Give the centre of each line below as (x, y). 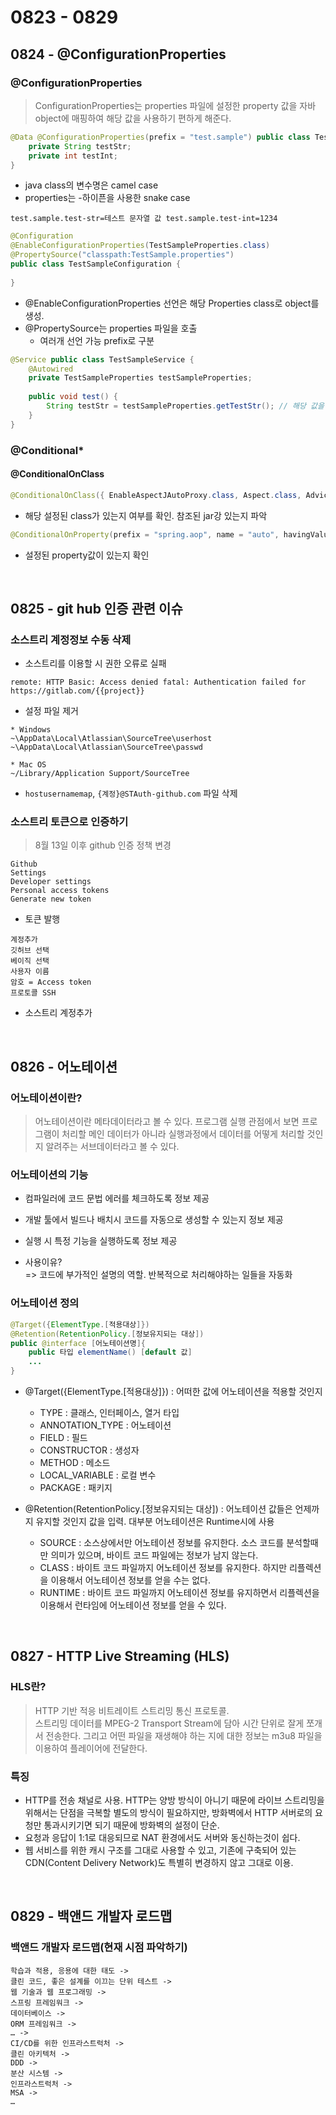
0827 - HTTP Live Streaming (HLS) (120, 1656)
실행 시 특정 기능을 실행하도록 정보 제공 (101, 1241)
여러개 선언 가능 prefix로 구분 (97, 340)
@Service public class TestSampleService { (102, 359)
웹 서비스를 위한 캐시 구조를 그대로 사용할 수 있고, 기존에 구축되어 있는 (160, 1850)
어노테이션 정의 (45, 1303)
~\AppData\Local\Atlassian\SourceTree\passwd (106, 747)
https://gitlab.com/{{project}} (77, 691)
